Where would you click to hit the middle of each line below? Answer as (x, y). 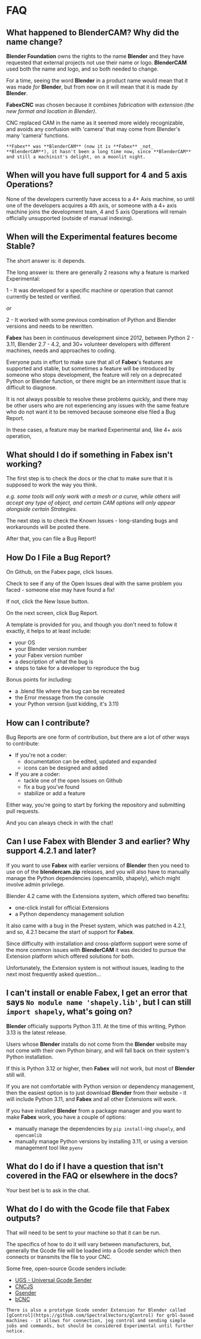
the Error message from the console (59, 698)
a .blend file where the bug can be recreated (70, 691)
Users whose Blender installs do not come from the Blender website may (97, 1044)
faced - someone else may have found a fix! (60, 590)
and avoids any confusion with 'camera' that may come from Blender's (93, 129)
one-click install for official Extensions (62, 908)
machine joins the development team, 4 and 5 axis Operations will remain (96, 211)
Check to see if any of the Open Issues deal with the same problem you (94, 583)
